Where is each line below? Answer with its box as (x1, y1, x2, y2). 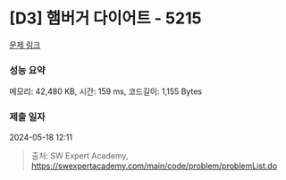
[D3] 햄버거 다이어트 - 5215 (9, 8, 202, 29)
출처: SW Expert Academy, (30, 150, 129, 161)
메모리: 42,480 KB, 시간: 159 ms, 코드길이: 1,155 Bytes (9, 86, 203, 97)
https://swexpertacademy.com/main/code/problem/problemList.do (30, 160, 278, 171)
